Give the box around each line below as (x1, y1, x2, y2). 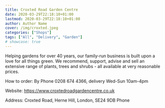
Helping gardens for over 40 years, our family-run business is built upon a (5, 53, 155, 59)
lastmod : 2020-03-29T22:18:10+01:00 (5, 16, 80, 21)
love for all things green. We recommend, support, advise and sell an (5, 58, 145, 64)
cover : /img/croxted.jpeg (5, 26, 58, 31)
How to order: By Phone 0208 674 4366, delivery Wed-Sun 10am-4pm (5, 78, 149, 84)
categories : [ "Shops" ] (5, 30, 52, 35)
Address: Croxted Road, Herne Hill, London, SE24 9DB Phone (5, 97, 130, 103)
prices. (5, 69, 19, 74)
